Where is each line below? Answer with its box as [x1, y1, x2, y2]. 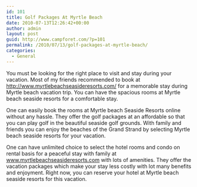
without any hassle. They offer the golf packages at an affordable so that [6, 113, 185, 120]
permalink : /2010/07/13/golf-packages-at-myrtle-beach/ [6, 42, 148, 48]
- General [11, 53, 36, 59]
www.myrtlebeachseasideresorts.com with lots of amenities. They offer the [6, 156, 192, 163]
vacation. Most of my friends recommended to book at [6, 76, 140, 83]
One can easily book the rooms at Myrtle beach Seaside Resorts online [6, 106, 181, 114]
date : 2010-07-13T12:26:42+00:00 [6, 20, 90, 26]
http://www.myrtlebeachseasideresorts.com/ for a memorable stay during [6, 82, 188, 90]
